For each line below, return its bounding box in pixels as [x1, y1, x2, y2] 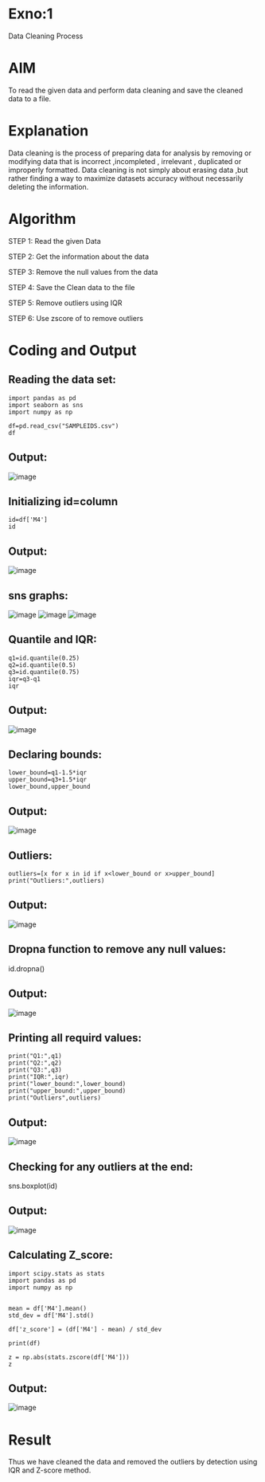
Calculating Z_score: [8, 1249, 113, 1262]
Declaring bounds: [8, 748, 102, 762]
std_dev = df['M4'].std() [8, 1311, 94, 1319]
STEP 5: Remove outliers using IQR [8, 298, 123, 308]
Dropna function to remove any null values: [8, 943, 227, 956]
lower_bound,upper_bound [8, 782, 91, 791]
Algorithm [8, 210, 76, 228]
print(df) [8, 1339, 41, 1347]
